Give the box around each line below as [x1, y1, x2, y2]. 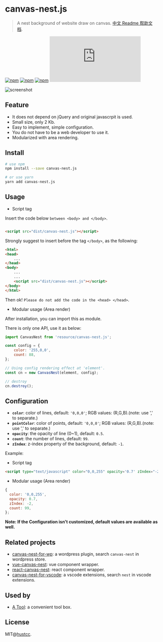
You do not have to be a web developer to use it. [12, 129, 109, 135]
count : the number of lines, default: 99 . [12, 436, 89, 442]
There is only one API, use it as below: [5, 325, 81, 331]
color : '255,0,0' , [14, 348, 51, 353]
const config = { [5, 343, 40, 348]
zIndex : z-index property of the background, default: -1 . [12, 441, 124, 447]
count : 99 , [9, 506, 32, 510]
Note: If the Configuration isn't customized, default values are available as [5, 519, 158, 525]
